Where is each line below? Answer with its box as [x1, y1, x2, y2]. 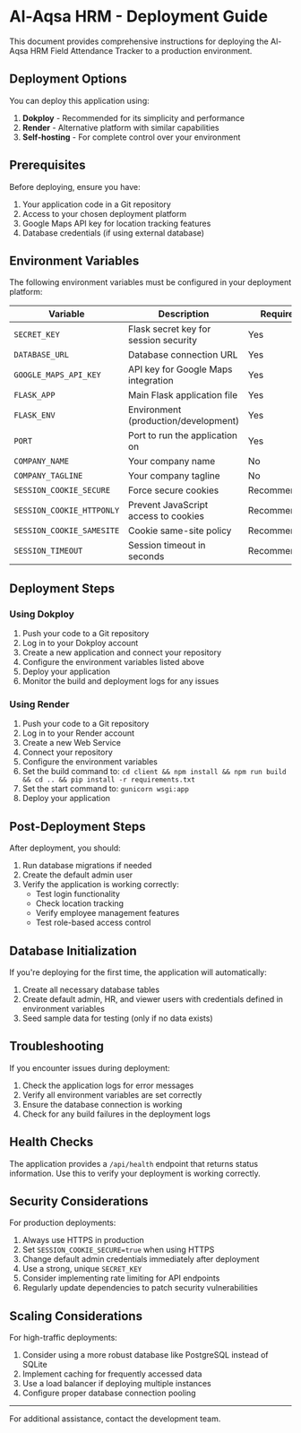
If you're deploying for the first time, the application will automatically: [9, 966, 267, 978]
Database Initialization [9, 943, 137, 958]
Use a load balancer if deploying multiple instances [21, 1378, 212, 1389]
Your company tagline [128, 470, 221, 482]
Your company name [128, 455, 216, 468]
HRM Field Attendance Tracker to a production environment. [30, 45, 253, 56]
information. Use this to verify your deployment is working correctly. [9, 1168, 262, 1178]
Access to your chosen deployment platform [21, 208, 186, 219]
